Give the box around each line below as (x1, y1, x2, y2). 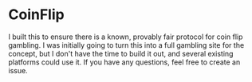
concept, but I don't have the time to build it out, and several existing (8, 49, 234, 58)
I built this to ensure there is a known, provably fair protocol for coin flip (8, 32, 243, 41)
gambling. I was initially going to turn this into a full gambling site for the (8, 40, 245, 49)
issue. (8, 65, 28, 75)
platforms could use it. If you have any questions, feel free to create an (8, 57, 241, 67)
